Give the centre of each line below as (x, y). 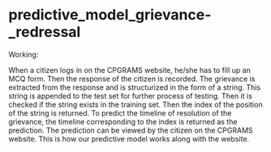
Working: (24, 54)
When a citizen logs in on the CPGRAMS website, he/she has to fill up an (130, 70)
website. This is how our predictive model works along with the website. (129, 138)
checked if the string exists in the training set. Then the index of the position (135, 104)
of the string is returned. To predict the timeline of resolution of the (120, 113)
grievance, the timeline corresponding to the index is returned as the (123, 121)
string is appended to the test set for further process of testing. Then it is (131, 95)
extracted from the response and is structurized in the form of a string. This (135, 87)
